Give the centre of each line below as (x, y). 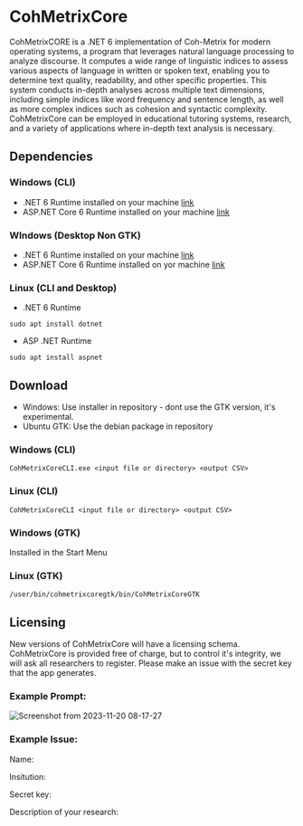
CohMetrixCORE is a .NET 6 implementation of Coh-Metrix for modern (140, 42)
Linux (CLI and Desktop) (63, 288)
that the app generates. (53, 673)
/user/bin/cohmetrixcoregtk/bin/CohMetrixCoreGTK (105, 594)
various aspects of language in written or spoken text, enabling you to (139, 71)
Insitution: (28, 776)
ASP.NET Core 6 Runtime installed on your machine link (126, 212)
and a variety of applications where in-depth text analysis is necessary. (142, 128)
